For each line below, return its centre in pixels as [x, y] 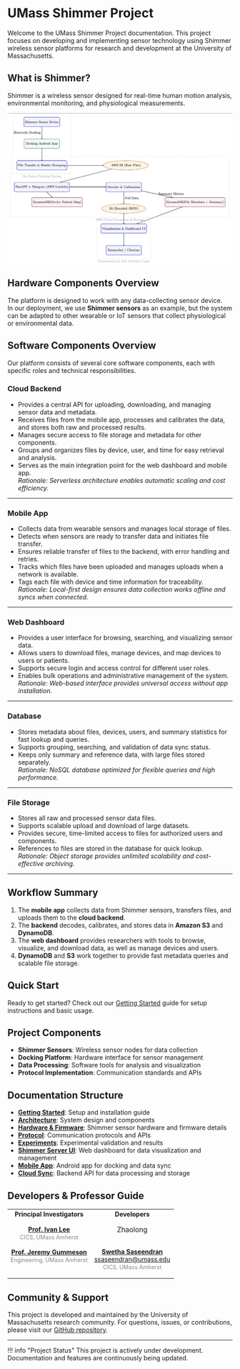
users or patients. [44, 661]
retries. [28, 559]
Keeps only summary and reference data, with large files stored [111, 755]
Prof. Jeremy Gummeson [49, 1252]
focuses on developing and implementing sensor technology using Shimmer [119, 40]
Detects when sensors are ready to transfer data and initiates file [113, 537]
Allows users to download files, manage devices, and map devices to [119, 653]
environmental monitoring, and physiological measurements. [96, 103]
